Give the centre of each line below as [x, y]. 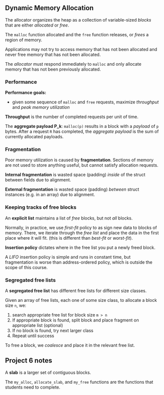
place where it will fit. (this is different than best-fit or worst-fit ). [69, 238]
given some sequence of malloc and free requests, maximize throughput [85, 102]
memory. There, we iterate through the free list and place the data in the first [82, 233]
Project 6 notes [29, 360]
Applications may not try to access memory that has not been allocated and [81, 49]
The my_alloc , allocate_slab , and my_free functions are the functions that [79, 382]
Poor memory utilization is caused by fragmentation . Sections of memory [79, 160]
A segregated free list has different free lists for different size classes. [76, 291]
